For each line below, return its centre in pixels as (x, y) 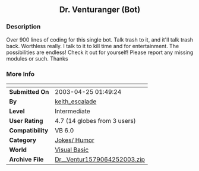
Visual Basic (72, 150)
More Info (20, 74)
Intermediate (72, 111)
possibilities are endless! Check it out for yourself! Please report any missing (100, 52)
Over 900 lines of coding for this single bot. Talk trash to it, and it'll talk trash (100, 39)
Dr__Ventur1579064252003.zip (100, 159)
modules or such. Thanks (37, 58)
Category (23, 140)
